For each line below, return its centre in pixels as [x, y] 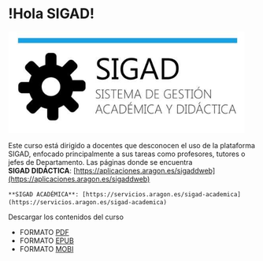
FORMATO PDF [44, 232]
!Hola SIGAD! [51, 14]
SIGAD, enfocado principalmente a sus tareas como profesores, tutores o [127, 154]
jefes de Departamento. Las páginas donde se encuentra [100, 162]
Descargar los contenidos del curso [66, 217]
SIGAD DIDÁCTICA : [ [42, 170]
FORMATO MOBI [46, 248]
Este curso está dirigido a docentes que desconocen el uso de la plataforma [132, 145]
